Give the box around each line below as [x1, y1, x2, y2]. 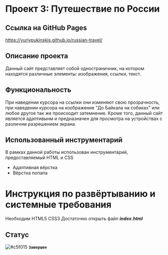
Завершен [29, 245, 47, 250]
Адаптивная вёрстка [12, 165, 58, 171]
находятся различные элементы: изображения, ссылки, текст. [5, 71, 142, 77]
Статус [5, 230, 29, 239]
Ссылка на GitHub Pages [5, 24, 88, 32]
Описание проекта [5, 52, 68, 60]
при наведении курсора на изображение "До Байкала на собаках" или [5, 104, 160, 110]
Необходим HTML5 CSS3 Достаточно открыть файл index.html [5, 216, 143, 222]
